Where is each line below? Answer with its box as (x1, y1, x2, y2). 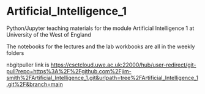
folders (6, 49, 24, 56)
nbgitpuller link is (6, 61, 50, 68)
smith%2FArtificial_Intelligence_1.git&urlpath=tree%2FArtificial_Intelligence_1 (6, 74, 199, 81)
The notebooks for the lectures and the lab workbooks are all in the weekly (6, 43, 195, 50)
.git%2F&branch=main (6, 81, 63, 88)
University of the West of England (6, 31, 92, 38)
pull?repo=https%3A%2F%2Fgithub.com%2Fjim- (6, 67, 132, 74)
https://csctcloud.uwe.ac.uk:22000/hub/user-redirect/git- (50, 61, 196, 68)
